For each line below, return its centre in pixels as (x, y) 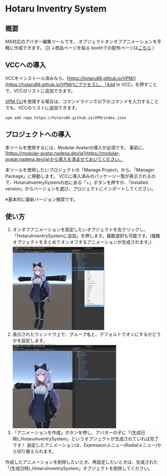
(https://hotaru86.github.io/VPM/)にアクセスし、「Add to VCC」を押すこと (81, 84)
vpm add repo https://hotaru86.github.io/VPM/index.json (66, 118)
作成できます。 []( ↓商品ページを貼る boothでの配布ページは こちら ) (84, 48)
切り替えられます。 (36, 451)
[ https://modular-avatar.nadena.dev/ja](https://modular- (63, 153)
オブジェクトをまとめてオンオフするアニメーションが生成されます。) (82, 242)
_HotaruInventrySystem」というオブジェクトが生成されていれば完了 (88, 439)
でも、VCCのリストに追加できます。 (42, 107)
